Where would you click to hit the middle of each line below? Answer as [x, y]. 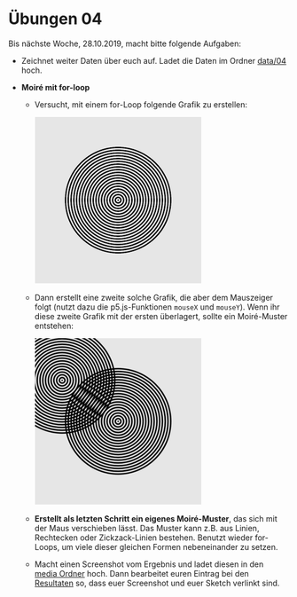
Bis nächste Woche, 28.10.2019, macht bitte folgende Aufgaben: [125, 43]
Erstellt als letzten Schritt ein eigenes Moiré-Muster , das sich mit [156, 518]
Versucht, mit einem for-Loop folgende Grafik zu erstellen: [141, 104]
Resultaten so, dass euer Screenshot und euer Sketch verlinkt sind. [157, 583]
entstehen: [54, 326]
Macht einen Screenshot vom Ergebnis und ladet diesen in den [149, 564]
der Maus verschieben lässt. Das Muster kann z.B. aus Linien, [147, 528]
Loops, [47, 546]
